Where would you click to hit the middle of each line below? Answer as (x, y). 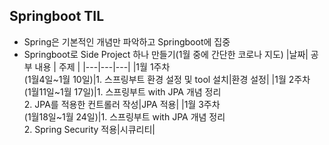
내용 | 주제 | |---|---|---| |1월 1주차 (102, 66)
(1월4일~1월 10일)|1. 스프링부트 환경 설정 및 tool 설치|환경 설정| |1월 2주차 (167, 79)
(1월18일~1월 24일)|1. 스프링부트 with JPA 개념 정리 (124, 116)
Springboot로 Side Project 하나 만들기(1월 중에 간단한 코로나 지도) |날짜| (166, 54)
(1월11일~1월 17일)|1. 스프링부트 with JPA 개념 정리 (122, 91)
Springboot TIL (57, 16)
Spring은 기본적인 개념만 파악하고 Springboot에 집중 (127, 41)
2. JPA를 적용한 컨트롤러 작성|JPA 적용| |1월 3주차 (122, 104)
